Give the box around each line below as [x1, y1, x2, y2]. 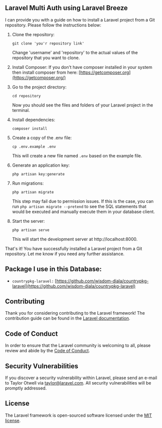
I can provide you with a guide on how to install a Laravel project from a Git [5, 17, 155, 22]
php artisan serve [12, 227, 50, 233]
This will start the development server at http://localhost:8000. [12, 236, 138, 242]
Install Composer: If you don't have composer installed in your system [12, 64, 152, 70]
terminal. [12, 107, 30, 113]
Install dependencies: [12, 117, 55, 123]
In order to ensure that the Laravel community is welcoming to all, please [5, 342, 151, 348]
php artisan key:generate [12, 171, 65, 176]
